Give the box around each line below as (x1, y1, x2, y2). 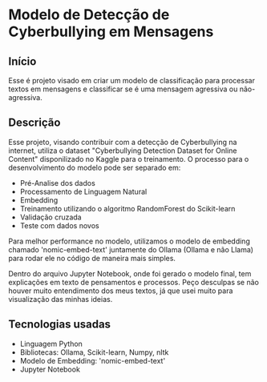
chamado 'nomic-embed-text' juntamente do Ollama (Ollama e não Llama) (8, 244, 254, 254)
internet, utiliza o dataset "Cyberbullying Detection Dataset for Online (8, 146, 237, 155)
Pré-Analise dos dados (19, 178, 96, 187)
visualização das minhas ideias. (8, 294, 113, 304)
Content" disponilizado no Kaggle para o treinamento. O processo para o (8, 154, 249, 163)
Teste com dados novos (19, 220, 99, 230)
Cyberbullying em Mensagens (8, 22, 214, 41)
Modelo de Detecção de (8, 6, 170, 24)
